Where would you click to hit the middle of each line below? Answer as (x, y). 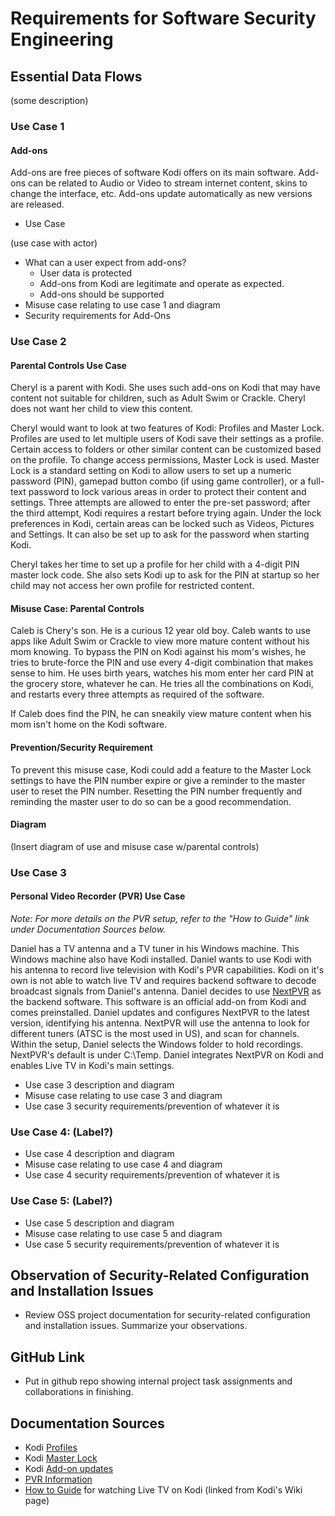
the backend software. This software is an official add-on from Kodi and (158, 1001)
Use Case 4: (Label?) (62, 1132)
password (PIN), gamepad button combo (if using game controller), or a (158, 481)
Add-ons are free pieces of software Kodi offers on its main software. (153, 173)
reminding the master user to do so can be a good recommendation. (151, 801)
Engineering (62, 39)
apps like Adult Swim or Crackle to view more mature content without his (160, 641)
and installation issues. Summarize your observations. (136, 1326)
